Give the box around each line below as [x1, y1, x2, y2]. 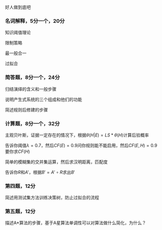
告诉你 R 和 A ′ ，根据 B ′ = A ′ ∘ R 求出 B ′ [5, 169, 75, 175]
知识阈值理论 [5, 30, 31, 36]
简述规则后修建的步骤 [5, 107, 48, 113]
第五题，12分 [5, 208, 36, 215]
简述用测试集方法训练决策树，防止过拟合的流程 [5, 194, 99, 201]
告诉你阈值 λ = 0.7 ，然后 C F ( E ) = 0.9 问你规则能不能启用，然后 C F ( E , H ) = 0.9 [5, 142, 158, 148]
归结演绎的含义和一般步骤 [5, 86, 57, 92]
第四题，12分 [5, 182, 36, 189]
